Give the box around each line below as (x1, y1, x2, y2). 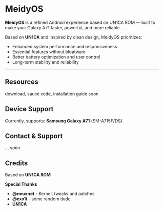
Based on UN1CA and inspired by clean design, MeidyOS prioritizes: (5, 34, 143, 40)
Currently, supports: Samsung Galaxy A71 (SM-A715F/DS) (5, 118, 123, 124)
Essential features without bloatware (12, 49, 86, 55)
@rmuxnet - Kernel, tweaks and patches (12, 191, 95, 197)
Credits (5, 159, 28, 167)
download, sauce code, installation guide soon (5, 91, 99, 96)
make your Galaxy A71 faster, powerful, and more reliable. (5, 24, 121, 30)
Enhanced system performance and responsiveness (12, 43, 117, 49)
